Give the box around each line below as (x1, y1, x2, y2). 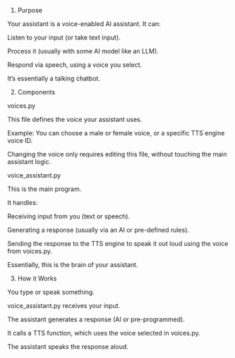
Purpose (17, 6, 43, 14)
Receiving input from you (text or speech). (7, 212, 131, 221)
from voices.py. (7, 247, 53, 255)
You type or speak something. (7, 288, 95, 296)
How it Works (17, 274, 57, 283)
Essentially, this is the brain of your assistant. (7, 261, 138, 268)
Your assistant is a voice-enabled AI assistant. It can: (7, 20, 161, 27)
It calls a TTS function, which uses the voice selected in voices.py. (7, 329, 201, 337)
